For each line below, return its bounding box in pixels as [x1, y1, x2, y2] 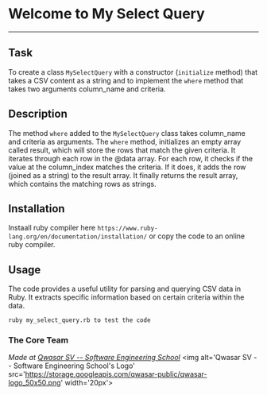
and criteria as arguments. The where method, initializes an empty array [8, 137, 242, 146]
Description [8, 107, 68, 121]
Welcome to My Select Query [8, 5, 205, 23]
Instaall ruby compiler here [8, 223, 96, 233]
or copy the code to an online [149, 231, 245, 241]
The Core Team [8, 335, 69, 346]
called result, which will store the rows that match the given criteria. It [8, 145, 236, 155]
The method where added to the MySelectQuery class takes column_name [8, 128, 246, 137]
